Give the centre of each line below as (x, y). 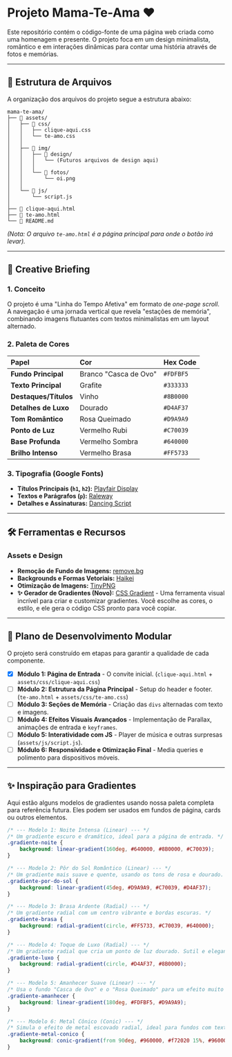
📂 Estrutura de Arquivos (60, 82)
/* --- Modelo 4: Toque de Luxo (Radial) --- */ (78, 945)
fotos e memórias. (33, 54)
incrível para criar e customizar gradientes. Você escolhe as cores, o (115, 600)
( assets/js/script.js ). (50, 742)
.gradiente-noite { (35, 843)
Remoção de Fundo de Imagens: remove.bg (80, 570)
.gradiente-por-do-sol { (43, 881)
